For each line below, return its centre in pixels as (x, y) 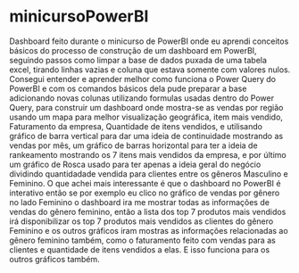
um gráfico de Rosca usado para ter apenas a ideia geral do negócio (135, 164)
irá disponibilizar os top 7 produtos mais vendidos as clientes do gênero (141, 221)
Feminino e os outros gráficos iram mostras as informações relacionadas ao (149, 230)
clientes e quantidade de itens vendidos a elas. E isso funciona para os (140, 249)
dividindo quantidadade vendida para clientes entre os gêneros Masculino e (149, 174)
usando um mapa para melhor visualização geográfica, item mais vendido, (146, 117)
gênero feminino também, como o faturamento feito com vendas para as (143, 240)
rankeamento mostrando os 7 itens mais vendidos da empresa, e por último (148, 154)
